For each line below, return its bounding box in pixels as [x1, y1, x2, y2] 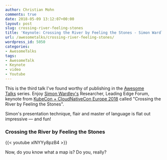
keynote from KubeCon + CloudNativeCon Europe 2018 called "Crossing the [5, 96, 162, 102]
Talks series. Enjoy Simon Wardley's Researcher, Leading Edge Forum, [5, 90, 150, 97]
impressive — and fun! [5, 116, 51, 122]
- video [5, 67, 21, 72]
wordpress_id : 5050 [5, 40, 46, 45]
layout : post [5, 21, 32, 26]
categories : [5, 44, 30, 49]
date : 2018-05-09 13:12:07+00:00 [5, 16, 75, 21]
